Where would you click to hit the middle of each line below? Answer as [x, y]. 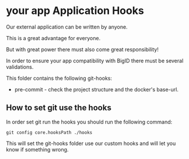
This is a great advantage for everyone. [53, 38]
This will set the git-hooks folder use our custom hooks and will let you [91, 143]
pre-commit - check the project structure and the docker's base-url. [97, 89]
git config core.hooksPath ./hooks [49, 132]
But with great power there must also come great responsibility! [82, 49]
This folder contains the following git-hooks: [59, 78]
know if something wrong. [37, 149]
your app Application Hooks [75, 11]
